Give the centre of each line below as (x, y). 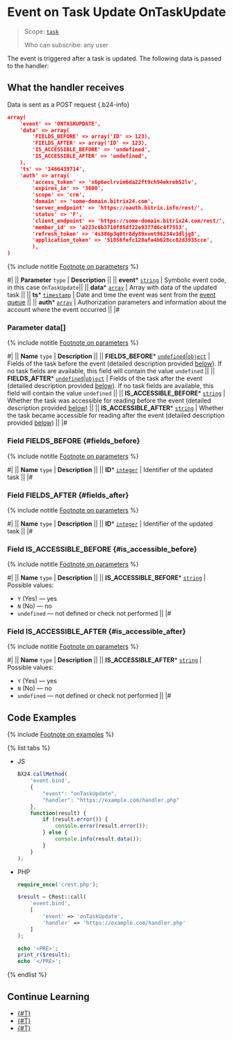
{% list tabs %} (29, 748)
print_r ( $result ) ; (44, 955)
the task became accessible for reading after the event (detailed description (116, 416)
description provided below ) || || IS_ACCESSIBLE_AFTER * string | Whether (115, 408)
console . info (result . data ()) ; (98, 839)
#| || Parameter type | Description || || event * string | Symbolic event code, (117, 280)
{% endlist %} (27, 975)
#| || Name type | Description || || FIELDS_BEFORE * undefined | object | (109, 357)
